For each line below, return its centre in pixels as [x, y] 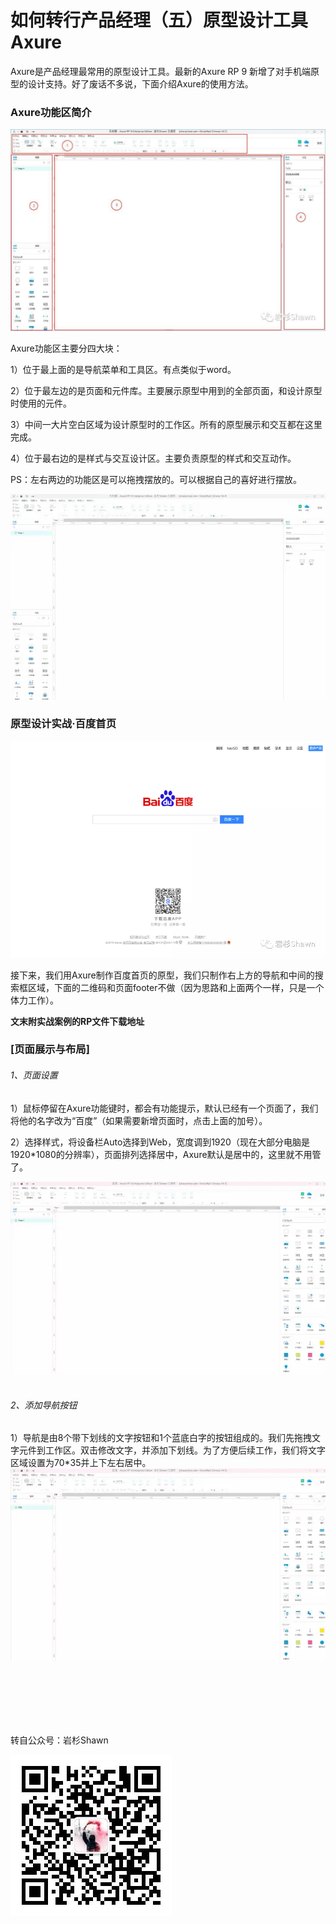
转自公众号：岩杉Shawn [59, 1740]
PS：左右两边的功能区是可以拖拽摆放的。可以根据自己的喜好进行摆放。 [156, 479]
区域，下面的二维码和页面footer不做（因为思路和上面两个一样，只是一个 [176, 987]
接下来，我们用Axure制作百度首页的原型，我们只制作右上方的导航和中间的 [162, 975]
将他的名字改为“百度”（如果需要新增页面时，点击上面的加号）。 [139, 1120]
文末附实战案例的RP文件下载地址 [77, 1021]
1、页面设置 [34, 1075]
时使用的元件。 [41, 403]
